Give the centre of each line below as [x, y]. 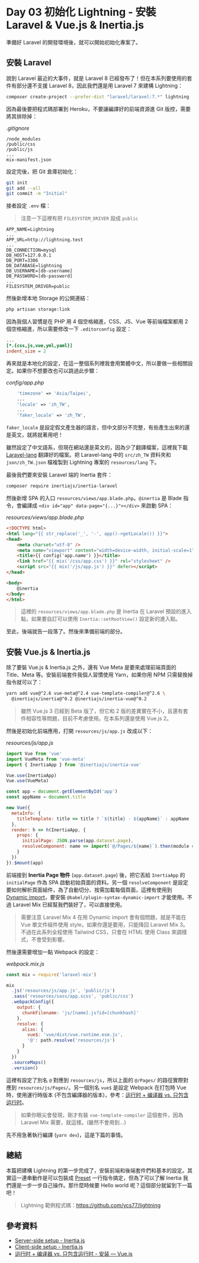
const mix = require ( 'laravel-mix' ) [51, 975]
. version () [25, 1068]
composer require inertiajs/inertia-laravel [62, 486]
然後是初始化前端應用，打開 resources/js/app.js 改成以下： [79, 731]
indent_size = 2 [26, 351]
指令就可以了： [24, 682]
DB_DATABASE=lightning [34, 266]
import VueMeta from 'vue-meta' [46, 759]
